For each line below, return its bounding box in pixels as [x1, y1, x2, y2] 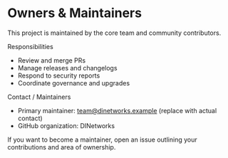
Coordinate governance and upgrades [17, 78, 130, 87]
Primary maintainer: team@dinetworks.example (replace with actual [17, 106, 217, 115]
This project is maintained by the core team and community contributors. [7, 28, 222, 37]
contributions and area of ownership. [7, 142, 116, 151]
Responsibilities [7, 42, 53, 51]
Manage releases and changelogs [17, 63, 118, 72]
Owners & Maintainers [7, 5, 142, 21]
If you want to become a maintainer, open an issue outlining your [7, 135, 197, 144]
